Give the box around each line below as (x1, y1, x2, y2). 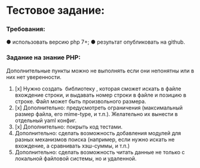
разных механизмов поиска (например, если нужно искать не (14, 136, 175, 143)
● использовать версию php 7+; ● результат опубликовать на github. (6, 38, 185, 45)
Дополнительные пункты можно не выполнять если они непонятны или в (6, 67, 195, 74)
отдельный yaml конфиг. (14, 117, 77, 124)
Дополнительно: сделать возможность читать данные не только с (14, 148, 185, 155)
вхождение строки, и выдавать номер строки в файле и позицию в (14, 91, 187, 99)
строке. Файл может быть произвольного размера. (14, 97, 146, 105)
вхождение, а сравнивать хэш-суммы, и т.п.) (14, 142, 130, 149)
